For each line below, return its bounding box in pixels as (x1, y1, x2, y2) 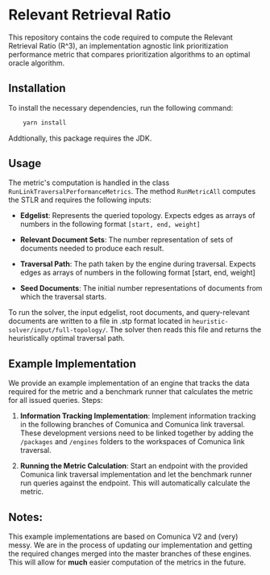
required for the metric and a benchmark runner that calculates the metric (8, 387, 254, 397)
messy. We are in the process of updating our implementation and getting (8, 540, 252, 550)
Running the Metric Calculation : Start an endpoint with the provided (19, 461, 248, 471)
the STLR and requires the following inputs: (8, 195, 152, 205)
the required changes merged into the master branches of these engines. (8, 549, 252, 559)
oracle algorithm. (8, 58, 65, 68)
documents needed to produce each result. (19, 244, 164, 254)
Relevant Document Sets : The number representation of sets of (19, 235, 234, 245)
